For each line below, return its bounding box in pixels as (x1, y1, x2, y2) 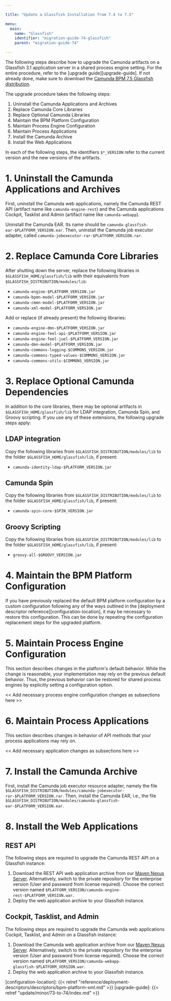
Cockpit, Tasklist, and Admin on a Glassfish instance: (5, 932, 117, 938)
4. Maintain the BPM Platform (5, 569, 132, 581)
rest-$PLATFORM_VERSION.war (12, 893, 73, 898)
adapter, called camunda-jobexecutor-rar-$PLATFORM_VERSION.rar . (5, 232, 142, 238)
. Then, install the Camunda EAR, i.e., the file (62, 793, 156, 799)
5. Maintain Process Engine (5, 637, 124, 649)
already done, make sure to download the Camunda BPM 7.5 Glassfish (5, 76, 154, 81)
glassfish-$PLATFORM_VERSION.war (12, 964, 84, 970)
